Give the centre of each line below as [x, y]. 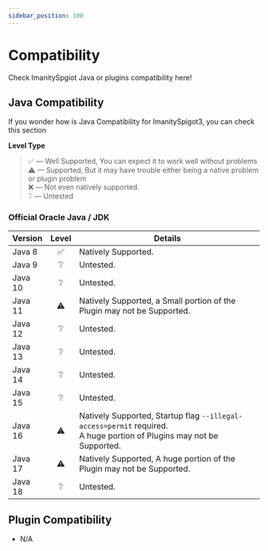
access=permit [106, 426]
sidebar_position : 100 [46, 16]
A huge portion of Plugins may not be [148, 435]
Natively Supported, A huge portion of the [157, 458]
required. [152, 425]
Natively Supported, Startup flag [139, 415]
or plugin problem [57, 179]
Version [28, 238]
